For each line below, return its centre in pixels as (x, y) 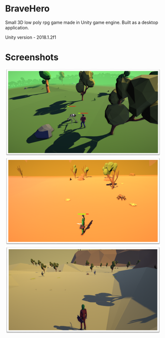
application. (17, 27)
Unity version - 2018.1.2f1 (31, 37)
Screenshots (32, 57)
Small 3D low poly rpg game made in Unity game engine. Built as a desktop (82, 22)
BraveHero (27, 9)
